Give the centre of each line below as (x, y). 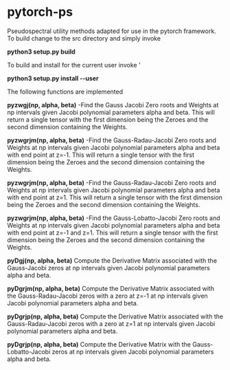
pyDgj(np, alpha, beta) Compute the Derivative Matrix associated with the (112, 260)
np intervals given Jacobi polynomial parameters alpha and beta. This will (111, 112)
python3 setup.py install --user (53, 78)
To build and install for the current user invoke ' (74, 65)
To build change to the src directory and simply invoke (84, 38)
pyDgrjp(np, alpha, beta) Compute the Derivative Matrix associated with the (115, 316)
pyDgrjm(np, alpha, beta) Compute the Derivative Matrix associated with (111, 288)
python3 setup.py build (41, 52)
